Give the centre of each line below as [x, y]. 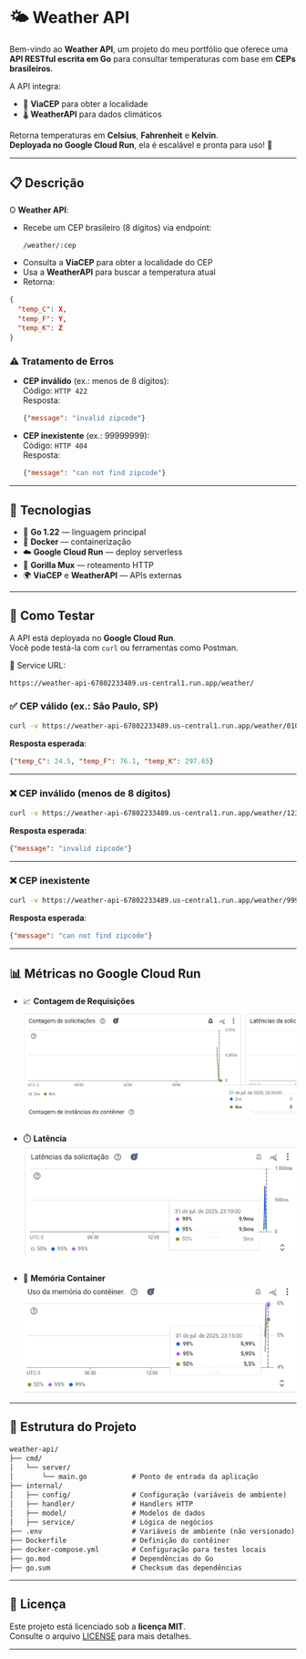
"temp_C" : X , [42, 309]
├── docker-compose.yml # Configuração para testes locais [138, 1550]
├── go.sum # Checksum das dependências [126, 1568]
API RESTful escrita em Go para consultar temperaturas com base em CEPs [153, 58]
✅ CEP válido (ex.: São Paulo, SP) [84, 706]
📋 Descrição [47, 183]
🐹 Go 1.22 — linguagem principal [84, 532]
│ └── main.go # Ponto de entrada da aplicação [134, 1477]
